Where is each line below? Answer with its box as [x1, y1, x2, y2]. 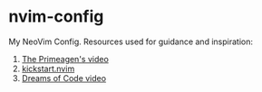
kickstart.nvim [21, 63, 75, 74]
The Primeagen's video [21, 53, 110, 64]
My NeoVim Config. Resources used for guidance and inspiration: [8, 36, 253, 47]
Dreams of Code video [21, 72, 106, 83]
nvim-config [8, 6, 104, 27]
